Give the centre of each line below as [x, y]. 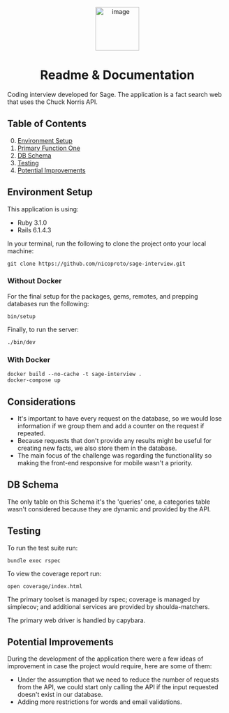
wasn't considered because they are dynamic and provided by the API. [109, 509]
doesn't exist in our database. [60, 695]
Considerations [42, 401]
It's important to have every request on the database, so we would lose [119, 418]
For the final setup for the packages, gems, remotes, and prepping [103, 296]
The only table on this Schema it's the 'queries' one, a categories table [109, 502]
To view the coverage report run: [54, 573]
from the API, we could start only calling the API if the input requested [118, 687]
